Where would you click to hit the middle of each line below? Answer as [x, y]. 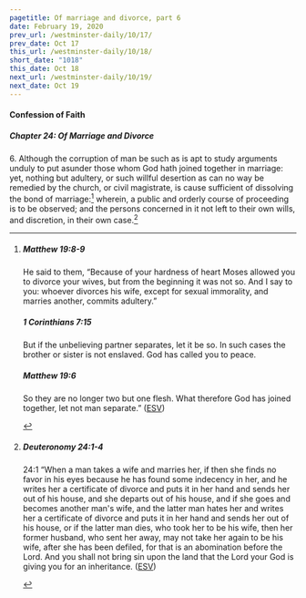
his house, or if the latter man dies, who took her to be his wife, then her [158, 528]
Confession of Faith [47, 115]
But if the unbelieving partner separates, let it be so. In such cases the [154, 345]
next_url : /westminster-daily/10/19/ [81, 77]
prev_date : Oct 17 [44, 43]
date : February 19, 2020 [56, 26]
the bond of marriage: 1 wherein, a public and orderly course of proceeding [149, 198]
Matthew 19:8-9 [54, 249]
